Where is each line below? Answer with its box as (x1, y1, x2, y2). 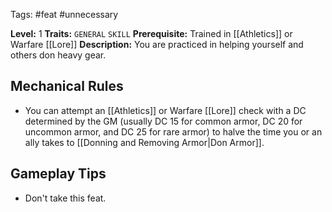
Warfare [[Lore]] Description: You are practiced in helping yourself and (10, 39, 304, 50)
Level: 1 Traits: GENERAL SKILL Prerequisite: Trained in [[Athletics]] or (10, 28, 293, 39)
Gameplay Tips (10, 165, 107, 183)
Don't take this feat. (24, 192, 107, 204)
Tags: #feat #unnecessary (10, 9, 119, 20)
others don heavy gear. (10, 49, 107, 61)
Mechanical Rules (10, 78, 124, 95)
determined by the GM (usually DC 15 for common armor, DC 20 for (24, 115, 303, 127)
